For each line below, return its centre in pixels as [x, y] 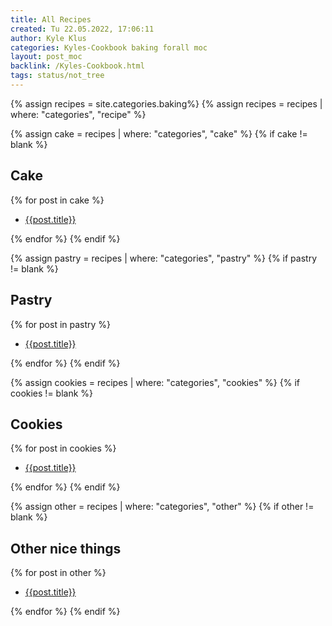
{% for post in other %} [58, 573]
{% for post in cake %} [57, 200]
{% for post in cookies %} [63, 448]
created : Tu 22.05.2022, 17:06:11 [82, 29]
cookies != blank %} [52, 393]
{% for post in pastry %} [61, 324]
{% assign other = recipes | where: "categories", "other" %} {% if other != [162, 507]
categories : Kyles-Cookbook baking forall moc [109, 47]
